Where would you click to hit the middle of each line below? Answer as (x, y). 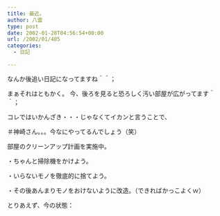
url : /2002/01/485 (34, 39)
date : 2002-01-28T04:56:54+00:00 (56, 33)
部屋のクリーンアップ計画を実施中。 (59, 146)
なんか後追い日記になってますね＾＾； (62, 79)
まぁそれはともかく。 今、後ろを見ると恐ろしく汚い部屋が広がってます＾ (111, 93)
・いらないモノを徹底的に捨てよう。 (59, 175)
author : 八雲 (25, 20)
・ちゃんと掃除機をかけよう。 (50, 161)
